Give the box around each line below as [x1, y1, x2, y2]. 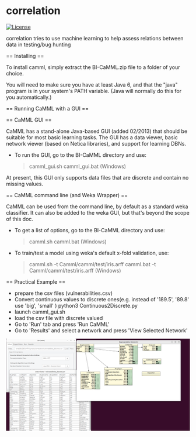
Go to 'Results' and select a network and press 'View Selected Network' [14, 326, 188, 334]
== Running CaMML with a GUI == [6, 105, 89, 112]
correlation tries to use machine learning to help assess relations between [6, 35, 184, 42]
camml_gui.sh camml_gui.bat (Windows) [29, 163, 127, 170]
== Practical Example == [6, 278, 66, 285]
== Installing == [6, 52, 44, 59]
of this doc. [6, 215, 34, 222]
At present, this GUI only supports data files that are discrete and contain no [6, 174, 189, 181]
